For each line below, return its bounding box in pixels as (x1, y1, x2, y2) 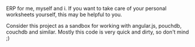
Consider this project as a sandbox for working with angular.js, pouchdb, (6, 23, 182, 29)
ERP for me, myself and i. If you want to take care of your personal (6, 5, 167, 12)
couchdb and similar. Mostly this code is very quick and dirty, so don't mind (6, 28, 189, 35)
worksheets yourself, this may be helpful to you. (6, 11, 122, 18)
